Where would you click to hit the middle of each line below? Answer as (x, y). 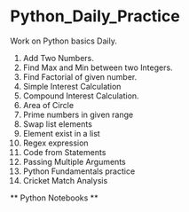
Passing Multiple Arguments (75, 161)
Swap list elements (57, 124)
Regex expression (55, 143)
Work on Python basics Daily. (64, 41)
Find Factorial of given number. (80, 76)
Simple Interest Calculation (72, 86)
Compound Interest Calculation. (81, 96)
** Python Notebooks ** (54, 198)
